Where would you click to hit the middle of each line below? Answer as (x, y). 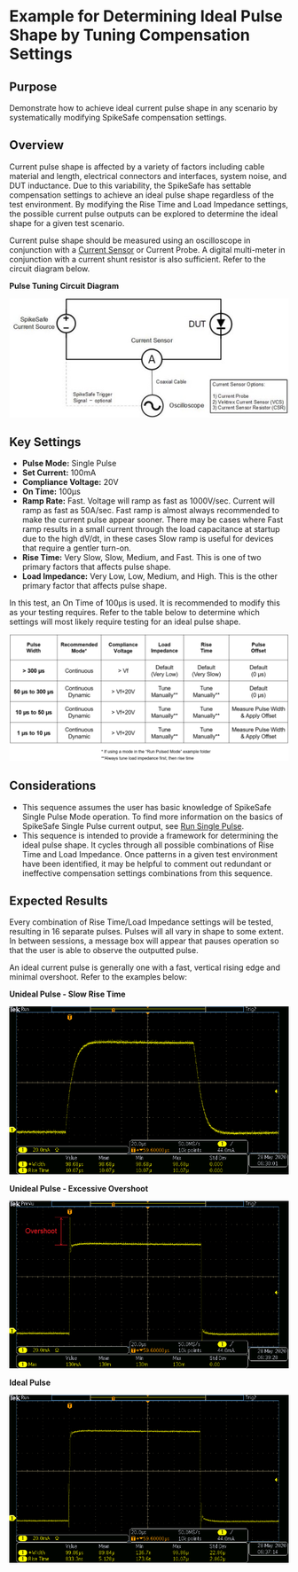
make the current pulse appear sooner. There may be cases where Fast (153, 520)
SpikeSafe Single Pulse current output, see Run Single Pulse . (133, 825)
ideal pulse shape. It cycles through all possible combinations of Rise (148, 845)
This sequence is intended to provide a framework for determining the (150, 835)
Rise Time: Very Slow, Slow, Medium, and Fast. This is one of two (141, 558)
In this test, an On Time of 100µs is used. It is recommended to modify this (145, 603)
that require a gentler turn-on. (76, 548)
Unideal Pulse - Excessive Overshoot (79, 1188)
